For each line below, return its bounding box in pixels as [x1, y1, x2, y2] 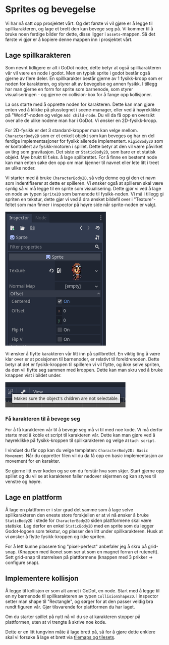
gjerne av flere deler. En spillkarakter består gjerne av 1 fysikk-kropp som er [5, 75, 163, 82]
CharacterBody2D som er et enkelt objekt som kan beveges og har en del [5, 133, 155, 139]
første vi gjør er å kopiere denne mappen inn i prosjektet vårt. [5, 36, 133, 43]
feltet [5, 201, 16, 208]
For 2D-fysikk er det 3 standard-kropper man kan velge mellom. [5, 127, 138, 133]
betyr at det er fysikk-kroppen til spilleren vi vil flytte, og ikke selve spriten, [5, 361, 160, 368]
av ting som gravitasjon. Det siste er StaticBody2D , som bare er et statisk [5, 148, 156, 155]
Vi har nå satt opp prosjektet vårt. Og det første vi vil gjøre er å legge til [5, 20, 153, 26]
